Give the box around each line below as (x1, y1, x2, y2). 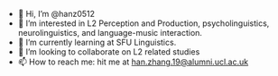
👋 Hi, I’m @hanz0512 (17, 9, 96, 19)
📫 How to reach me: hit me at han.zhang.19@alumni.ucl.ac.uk (17, 56, 249, 67)
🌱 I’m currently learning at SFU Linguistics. (17, 37, 177, 47)
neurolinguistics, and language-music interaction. (17, 28, 203, 38)
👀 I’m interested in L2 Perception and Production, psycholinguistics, (17, 18, 270, 29)
